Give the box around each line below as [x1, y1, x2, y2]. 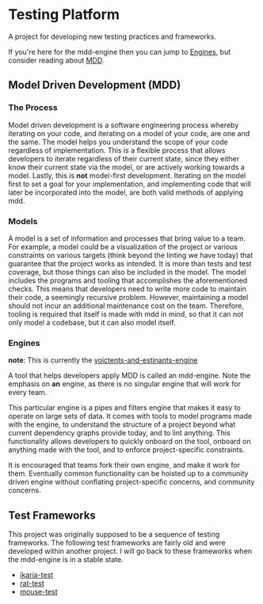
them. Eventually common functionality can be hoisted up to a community [8, 469, 249, 478]
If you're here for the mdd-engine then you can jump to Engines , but [8, 47, 231, 56]
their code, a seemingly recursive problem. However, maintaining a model [8, 292, 249, 302]
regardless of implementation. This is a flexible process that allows [8, 145, 226, 155]
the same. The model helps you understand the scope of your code [8, 137, 228, 146]
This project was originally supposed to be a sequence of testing [8, 530, 220, 539]
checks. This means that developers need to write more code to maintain [8, 283, 247, 294]
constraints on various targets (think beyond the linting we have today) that [8, 250, 253, 260]
